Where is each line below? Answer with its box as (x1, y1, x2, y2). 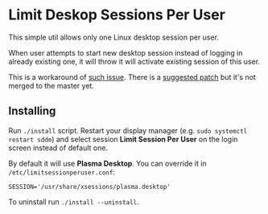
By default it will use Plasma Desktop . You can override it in (8, 158, 207, 168)
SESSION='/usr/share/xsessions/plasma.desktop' (8, 183, 171, 191)
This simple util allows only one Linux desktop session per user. (8, 32, 220, 42)
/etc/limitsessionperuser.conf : (8, 167, 115, 177)
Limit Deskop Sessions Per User (8, 6, 225, 24)
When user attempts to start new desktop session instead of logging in (8, 48, 243, 57)
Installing (8, 104, 56, 118)
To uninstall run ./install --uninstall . (8, 196, 139, 207)
